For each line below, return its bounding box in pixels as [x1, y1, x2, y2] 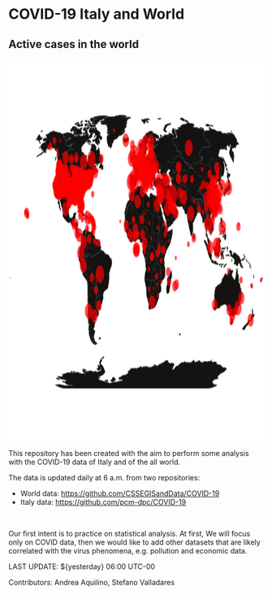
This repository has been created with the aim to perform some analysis [8, 449, 249, 458]
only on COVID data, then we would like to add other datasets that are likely [8, 537, 261, 547]
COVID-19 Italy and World [8, 5, 185, 24]
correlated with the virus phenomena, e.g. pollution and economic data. [8, 546, 248, 555]
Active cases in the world [8, 37, 140, 51]
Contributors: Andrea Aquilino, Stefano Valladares [8, 578, 175, 587]
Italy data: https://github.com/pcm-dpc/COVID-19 [19, 497, 187, 506]
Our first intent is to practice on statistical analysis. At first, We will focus [8, 529, 251, 538]
